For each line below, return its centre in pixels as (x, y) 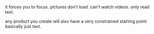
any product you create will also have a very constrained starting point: (76, 21)
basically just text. (23, 26)
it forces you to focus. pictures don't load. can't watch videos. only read (77, 7)
